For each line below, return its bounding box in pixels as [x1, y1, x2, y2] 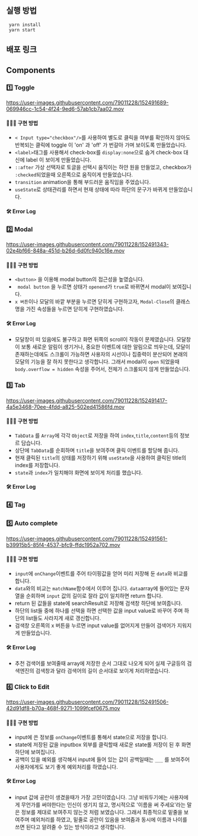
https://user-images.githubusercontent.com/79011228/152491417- [6, 397, 168, 404]
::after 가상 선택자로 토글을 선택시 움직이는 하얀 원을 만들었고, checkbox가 [14, 164, 191, 171]
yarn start [8, 27, 36, 33]
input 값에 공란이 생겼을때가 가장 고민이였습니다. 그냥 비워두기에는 [14, 793, 168, 800]
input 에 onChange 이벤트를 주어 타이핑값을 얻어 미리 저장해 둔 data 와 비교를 [14, 569, 189, 577]
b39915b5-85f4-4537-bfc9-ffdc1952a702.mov [6, 541, 120, 548]
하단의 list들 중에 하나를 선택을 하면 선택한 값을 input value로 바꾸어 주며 [14, 607, 183, 614]
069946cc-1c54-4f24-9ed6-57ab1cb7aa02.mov [6, 105, 124, 112]
